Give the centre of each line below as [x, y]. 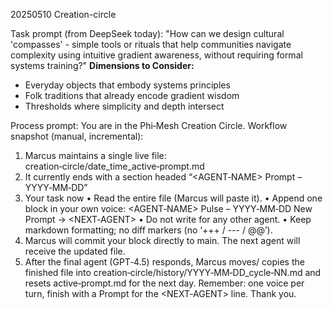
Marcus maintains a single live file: [95, 155]
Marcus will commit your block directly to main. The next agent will [162, 240]
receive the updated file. [75, 251]
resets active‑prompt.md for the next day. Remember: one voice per [164, 283]
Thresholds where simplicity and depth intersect [124, 106]
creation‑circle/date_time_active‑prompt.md [114, 166]
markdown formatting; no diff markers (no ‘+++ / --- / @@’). [148, 230]
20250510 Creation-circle [63, 14]
